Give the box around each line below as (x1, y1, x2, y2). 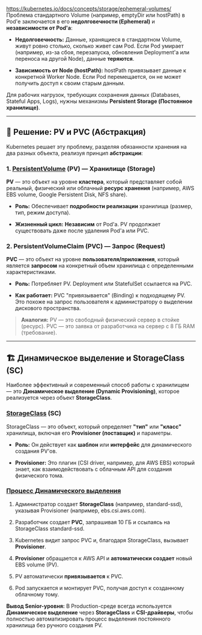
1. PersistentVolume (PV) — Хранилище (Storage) (6, 164, 156, 173)
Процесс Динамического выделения (6, 487, 121, 495)
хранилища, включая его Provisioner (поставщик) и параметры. (6, 429, 173, 436)
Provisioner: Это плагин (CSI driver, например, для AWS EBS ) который (14, 459, 195, 466)
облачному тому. (14, 590, 60, 598)
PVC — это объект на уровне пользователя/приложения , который (6, 256, 179, 263)
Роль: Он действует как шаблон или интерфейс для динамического (14, 441, 192, 448)
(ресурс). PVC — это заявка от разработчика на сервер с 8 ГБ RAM (20, 323, 195, 330)
